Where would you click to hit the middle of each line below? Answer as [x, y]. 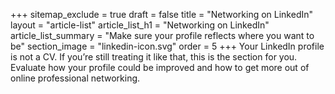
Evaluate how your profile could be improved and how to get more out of [160, 67]
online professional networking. [75, 78]
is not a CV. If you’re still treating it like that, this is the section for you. [154, 57]
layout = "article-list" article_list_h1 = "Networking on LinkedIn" [140, 25]
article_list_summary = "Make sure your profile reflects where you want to [162, 35]
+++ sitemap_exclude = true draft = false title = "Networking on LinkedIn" [162, 14]
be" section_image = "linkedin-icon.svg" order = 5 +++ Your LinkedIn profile [167, 46]
